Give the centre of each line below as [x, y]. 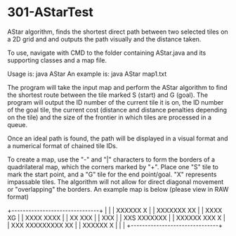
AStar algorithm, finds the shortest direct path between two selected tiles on [118, 32]
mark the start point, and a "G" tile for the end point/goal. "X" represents [112, 174]
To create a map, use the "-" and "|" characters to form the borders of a [111, 159]
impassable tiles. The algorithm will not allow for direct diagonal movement [115, 182]
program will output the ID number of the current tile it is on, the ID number [116, 102]
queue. [18, 124]
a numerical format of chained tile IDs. [63, 145]
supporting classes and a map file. [57, 60]
